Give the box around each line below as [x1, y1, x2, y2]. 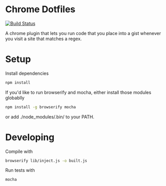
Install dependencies [5, 70, 49, 76]
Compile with [5, 148, 33, 154]
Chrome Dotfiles [5, 4, 76, 15]
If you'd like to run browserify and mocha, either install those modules [5, 89, 151, 95]
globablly [5, 95, 25, 101]
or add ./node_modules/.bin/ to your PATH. [5, 113, 95, 120]
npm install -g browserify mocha [5, 104, 76, 110]
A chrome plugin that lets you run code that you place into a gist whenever [5, 30, 161, 36]
